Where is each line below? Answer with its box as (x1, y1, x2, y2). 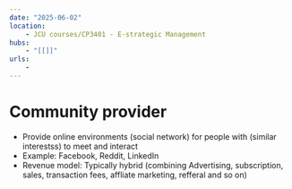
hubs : (9, 38, 30, 47)
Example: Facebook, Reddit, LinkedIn (21, 150, 159, 161)
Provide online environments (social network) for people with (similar (21, 131, 278, 142)
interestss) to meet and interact (21, 141, 139, 151)
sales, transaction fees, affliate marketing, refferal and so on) (21, 169, 248, 180)
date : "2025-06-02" (9, 13, 82, 22)
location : (9, 21, 47, 30)
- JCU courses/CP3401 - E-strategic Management (25, 30, 206, 39)
